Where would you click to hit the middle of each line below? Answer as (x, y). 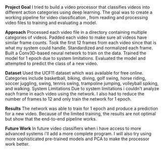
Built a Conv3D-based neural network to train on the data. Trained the (76, 53)
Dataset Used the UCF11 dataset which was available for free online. (74, 73)
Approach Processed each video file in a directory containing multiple (76, 32)
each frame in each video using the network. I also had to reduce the (75, 94)
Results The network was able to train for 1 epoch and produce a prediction (82, 108)
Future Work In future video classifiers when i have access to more (73, 128)
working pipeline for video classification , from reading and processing (77, 17)
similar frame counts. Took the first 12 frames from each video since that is (81, 43)
